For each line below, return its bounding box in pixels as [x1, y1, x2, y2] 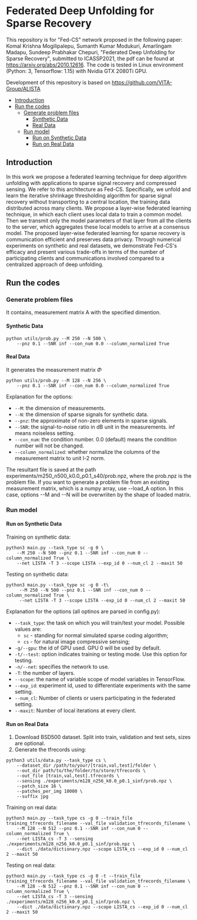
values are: [14, 625, 42, 632]
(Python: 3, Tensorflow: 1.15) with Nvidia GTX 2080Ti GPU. [6, 67, 148, 74]
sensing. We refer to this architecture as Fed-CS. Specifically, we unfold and [6, 186, 191, 193]
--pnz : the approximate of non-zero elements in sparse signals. [14, 417, 168, 424]
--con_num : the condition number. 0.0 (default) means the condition [14, 436, 177, 443]
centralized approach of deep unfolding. [6, 260, 104, 268]
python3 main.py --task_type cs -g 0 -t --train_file [6, 873, 141, 879]
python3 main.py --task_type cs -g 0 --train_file [6, 815, 133, 822]
